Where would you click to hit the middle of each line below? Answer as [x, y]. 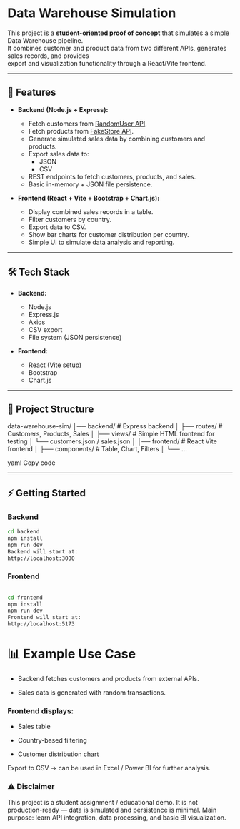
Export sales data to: [59, 154]
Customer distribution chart [58, 754]
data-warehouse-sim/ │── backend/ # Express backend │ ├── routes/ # [115, 426]
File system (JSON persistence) [75, 337]
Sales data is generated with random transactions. [92, 693]
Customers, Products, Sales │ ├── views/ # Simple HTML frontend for [111, 434]
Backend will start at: [43, 551]
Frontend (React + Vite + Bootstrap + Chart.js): [89, 198]
